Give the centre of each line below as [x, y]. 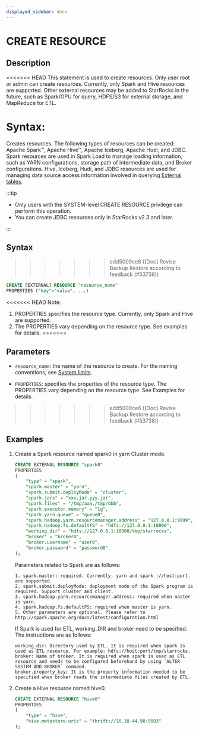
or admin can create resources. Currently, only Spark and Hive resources [96, 83]
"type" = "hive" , [47, 716]
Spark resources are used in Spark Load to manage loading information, [94, 156]
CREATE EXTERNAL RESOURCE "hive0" [57, 699]
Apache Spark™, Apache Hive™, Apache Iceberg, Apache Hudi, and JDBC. [97, 150]
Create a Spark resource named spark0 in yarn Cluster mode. [90, 454]
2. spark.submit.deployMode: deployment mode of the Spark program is [104, 586]
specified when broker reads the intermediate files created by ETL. [103, 677]
